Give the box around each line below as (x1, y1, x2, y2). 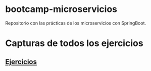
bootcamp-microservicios (5, 3, 118, 15)
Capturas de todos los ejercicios (5, 37, 143, 49)
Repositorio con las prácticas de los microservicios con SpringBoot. (5, 20, 146, 26)
